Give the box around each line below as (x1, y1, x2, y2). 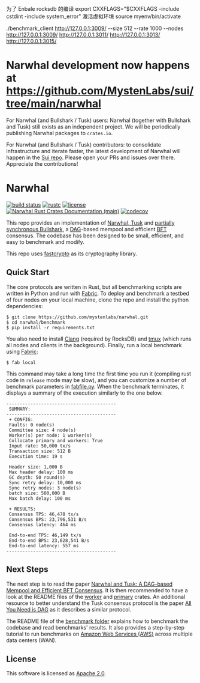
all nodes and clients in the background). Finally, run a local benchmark (6, 341, 182, 348)
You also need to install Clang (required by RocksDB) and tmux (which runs (6, 335, 192, 342)
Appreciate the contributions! (6, 160, 78, 167)
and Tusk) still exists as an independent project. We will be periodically (6, 123, 181, 130)
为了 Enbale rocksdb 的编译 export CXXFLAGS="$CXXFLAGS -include (6, 5, 180, 12)
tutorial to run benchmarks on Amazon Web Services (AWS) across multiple (6, 630, 193, 637)
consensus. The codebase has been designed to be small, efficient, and (6, 232, 184, 239)
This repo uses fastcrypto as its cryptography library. (6, 250, 138, 257)
